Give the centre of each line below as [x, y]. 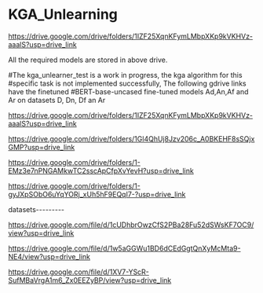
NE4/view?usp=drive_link [49, 256]
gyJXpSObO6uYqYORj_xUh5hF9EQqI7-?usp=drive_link [97, 194]
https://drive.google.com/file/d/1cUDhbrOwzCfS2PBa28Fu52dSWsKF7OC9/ [131, 225]
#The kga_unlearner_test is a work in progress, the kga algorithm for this [125, 75]
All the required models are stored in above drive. [88, 60]
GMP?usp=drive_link [42, 147]
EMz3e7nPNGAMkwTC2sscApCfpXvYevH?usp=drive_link [101, 170]
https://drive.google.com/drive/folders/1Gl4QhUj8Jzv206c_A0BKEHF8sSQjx [131, 138]
